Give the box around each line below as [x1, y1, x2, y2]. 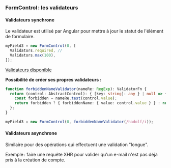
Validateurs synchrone [5, 17, 55, 23]
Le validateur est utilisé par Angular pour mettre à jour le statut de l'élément [5, 28, 164, 34]
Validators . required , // [10, 48, 63, 53]
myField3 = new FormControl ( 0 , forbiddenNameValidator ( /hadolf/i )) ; [5, 119, 154, 124]
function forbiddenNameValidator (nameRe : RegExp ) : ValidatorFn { [5, 86, 147, 92]
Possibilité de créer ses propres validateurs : [5, 76, 101, 82]
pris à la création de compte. [5, 157, 65, 163]
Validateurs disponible [5, 67, 52, 73]
